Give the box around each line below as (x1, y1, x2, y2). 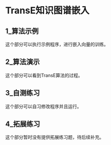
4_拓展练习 (5, 120, 40, 129)
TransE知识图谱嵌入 (5, 5, 90, 16)
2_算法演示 (5, 57, 40, 67)
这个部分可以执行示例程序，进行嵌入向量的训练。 (5, 42, 108, 47)
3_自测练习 (5, 89, 40, 97)
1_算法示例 (5, 27, 39, 35)
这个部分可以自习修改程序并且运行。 (5, 103, 82, 109)
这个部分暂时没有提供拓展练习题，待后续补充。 (5, 134, 104, 140)
